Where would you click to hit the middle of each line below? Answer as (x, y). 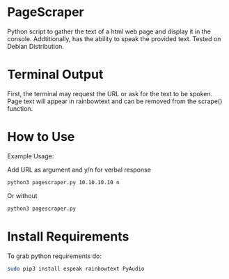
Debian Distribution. (36, 46)
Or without (22, 195)
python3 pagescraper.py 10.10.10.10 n (63, 182)
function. (20, 108)
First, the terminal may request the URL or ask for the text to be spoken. (110, 93)
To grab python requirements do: (55, 256)
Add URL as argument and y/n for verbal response (79, 169)
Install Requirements (68, 236)
